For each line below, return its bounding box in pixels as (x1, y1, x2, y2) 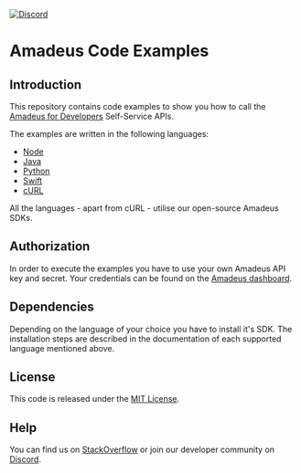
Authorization (9, 238, 91, 255)
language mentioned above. (9, 342, 115, 353)
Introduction (9, 77, 82, 92)
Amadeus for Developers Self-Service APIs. (9, 110, 174, 121)
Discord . (9, 454, 41, 465)
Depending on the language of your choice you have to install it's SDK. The (9, 323, 293, 334)
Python (22, 165, 50, 176)
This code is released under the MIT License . (9, 394, 180, 405)
